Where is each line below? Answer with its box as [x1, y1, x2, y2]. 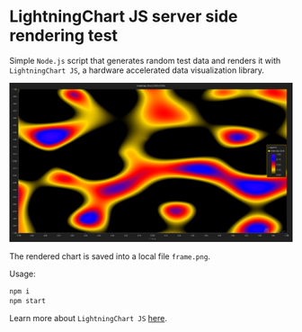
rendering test [9, 25, 119, 46]
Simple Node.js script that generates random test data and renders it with [9, 55, 281, 66]
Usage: [9, 268, 36, 280]
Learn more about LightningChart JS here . [9, 313, 168, 324]
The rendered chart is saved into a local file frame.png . [9, 251, 211, 262]
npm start [9, 297, 47, 306]
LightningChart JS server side [9, 6, 238, 27]
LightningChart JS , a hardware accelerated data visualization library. [9, 65, 265, 76]
